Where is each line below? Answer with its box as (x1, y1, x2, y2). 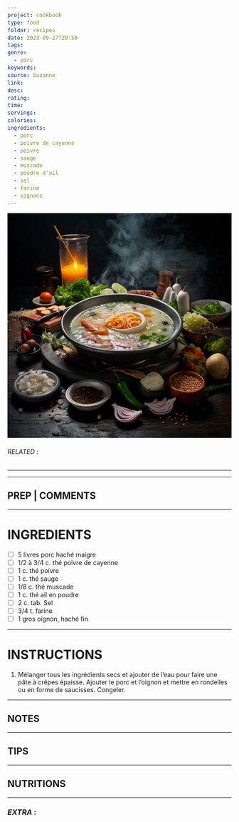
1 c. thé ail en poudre (17, 590, 80, 599)
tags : (7, 41, 23, 49)
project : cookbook (7, 11, 62, 19)
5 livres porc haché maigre (17, 550, 96, 559)
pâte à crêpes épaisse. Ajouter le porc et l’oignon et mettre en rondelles (17, 678, 228, 686)
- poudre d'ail (14, 170, 59, 177)
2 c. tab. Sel (17, 598, 53, 607)
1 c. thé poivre (17, 566, 59, 574)
